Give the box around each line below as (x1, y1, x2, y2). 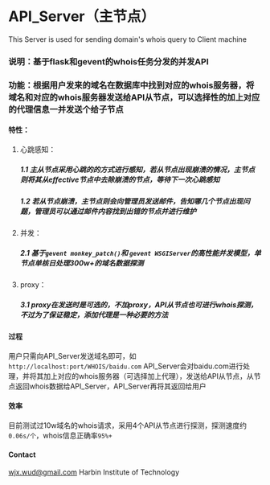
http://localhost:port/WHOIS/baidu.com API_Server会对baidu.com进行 (8, 361, 243, 371)
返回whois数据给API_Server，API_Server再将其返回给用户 (14, 381, 207, 391)
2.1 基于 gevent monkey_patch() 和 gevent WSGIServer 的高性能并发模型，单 (19, 248, 261, 257)
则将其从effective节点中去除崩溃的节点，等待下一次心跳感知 (19, 175, 220, 184)
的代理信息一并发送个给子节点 (8, 104, 125, 115)
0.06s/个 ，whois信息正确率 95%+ (8, 431, 112, 441)
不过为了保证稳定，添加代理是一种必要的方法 (19, 310, 169, 319)
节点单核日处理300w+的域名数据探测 (19, 258, 145, 268)
